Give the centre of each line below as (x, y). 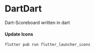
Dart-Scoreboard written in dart (37, 22)
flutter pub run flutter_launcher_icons (48, 45)
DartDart (23, 9)
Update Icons (19, 34)
